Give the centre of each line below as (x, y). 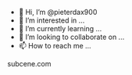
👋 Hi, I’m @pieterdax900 (58, 12)
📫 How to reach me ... (55, 46)
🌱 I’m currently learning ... (60, 29)
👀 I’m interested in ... (52, 20)
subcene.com (29, 64)
